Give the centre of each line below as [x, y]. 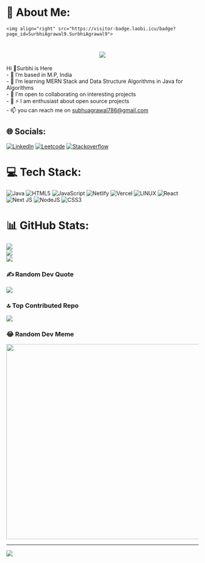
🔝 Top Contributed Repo [43, 306]
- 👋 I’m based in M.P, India [39, 74]
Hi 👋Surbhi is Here [30, 68]
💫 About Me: [38, 13]
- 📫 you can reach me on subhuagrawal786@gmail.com [77, 110]
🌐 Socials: [26, 131]
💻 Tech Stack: [44, 172]
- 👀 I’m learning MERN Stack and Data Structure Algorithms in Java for [95, 81]
